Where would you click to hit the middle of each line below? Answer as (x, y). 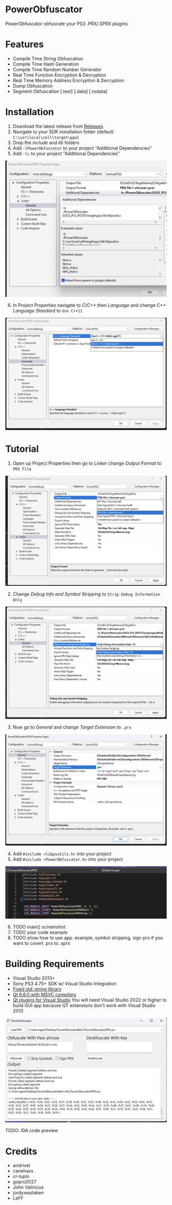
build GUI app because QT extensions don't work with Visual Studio (84, 1005)
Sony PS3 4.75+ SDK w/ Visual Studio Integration (64, 983)
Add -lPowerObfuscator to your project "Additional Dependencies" (82, 148)
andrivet (21, 1166)
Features (25, 44)
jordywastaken (28, 1193)
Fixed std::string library (37, 989)
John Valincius (28, 1187)
